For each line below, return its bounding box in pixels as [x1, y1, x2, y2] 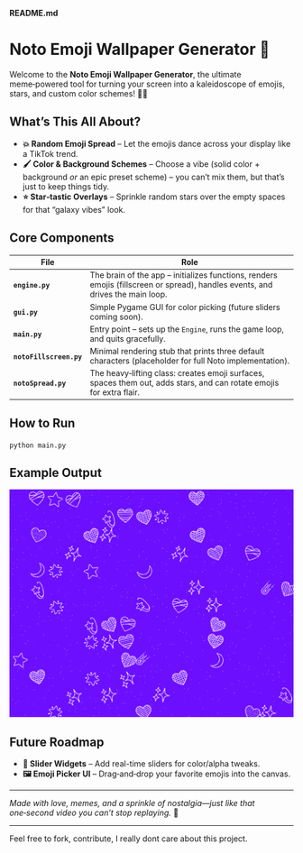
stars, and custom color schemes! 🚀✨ [9, 87, 149, 98]
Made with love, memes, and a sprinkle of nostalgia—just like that [9, 798, 255, 809]
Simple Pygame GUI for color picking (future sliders [89, 301, 281, 312]
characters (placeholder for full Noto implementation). [89, 355, 290, 366]
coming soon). [89, 311, 144, 322]
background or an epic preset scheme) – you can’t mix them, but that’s [22, 171, 286, 182]
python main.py [9, 441, 67, 450]
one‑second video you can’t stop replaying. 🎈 [9, 807, 179, 819]
